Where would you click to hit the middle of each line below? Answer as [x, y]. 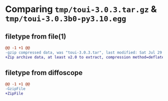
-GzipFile [15, 89]
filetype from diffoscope [44, 73]
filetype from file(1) [36, 36]
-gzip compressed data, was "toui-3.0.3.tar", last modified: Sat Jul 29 [84, 52]
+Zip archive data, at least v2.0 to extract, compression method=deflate [85, 57]
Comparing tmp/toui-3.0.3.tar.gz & [81, 9]
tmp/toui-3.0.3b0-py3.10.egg [66, 19]
